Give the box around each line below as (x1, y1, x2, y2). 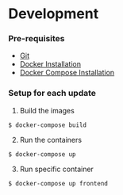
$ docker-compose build (8, 120, 87, 129)
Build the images (19, 105, 75, 115)
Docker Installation (19, 59, 82, 69)
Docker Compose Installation (19, 68, 115, 78)
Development (8, 5, 99, 23)
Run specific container (19, 164, 94, 174)
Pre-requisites (8, 33, 65, 44)
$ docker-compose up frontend (8, 179, 109, 187)
